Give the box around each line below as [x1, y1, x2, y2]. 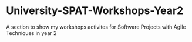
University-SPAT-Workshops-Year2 [6, 4, 184, 17]
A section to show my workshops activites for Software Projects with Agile [6, 23, 186, 30]
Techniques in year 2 [6, 29, 57, 36]
